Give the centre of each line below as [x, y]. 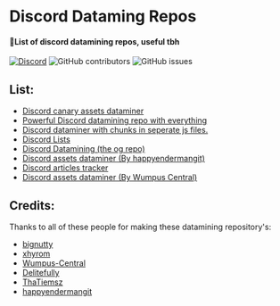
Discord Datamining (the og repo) [83, 149]
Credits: [32, 206]
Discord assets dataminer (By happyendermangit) [113, 159]
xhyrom [36, 254]
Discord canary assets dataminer [83, 111]
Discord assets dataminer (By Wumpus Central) [110, 178]
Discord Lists [46, 139]
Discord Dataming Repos [103, 17]
